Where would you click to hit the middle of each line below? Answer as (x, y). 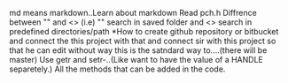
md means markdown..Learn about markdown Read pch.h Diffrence (133, 13)
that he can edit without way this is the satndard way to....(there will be (138, 50)
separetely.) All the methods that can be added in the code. (117, 69)
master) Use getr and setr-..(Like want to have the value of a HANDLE (136, 60)
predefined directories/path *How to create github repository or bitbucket (144, 31)
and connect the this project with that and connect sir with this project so (143, 41)
